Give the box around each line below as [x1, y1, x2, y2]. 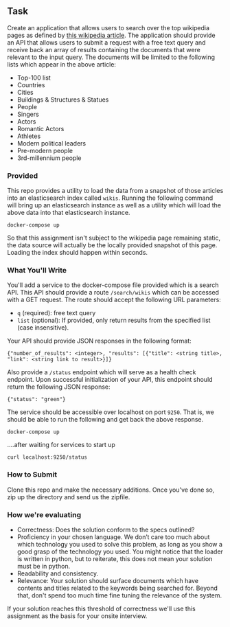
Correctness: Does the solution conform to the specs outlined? [16, 525, 195, 534]
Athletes [16, 132, 41, 140]
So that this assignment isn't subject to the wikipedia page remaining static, [7, 233, 221, 242]
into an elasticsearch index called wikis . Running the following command [7, 194, 214, 202]
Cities [16, 88, 34, 96]
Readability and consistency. [16, 569, 98, 578]
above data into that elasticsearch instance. [7, 209, 130, 217]
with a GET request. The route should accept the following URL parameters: [7, 295, 221, 304]
